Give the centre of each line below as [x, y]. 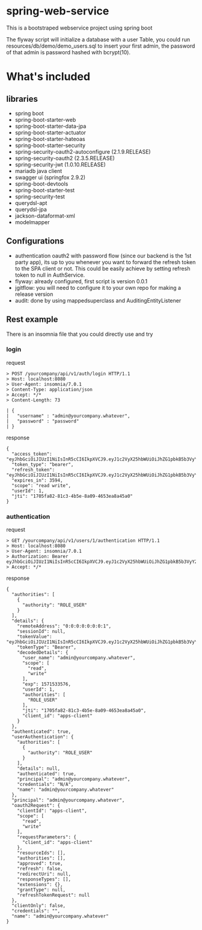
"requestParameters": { [47, 837]
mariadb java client [38, 171]
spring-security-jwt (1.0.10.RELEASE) [60, 165]
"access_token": [32, 454]
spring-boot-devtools [41, 184]
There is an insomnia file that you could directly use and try [80, 334]
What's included [48, 77]
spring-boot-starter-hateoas [50, 139]
